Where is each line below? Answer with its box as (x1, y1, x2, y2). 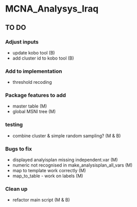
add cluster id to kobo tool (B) (12, 55, 74, 61)
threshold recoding (12, 79, 52, 85)
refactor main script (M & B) (12, 197, 70, 203)
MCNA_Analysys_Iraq (5, 3, 99, 15)
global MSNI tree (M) (12, 109, 56, 115)
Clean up (5, 185, 28, 192)
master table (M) (12, 103, 47, 109)
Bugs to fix (5, 145, 32, 152)
